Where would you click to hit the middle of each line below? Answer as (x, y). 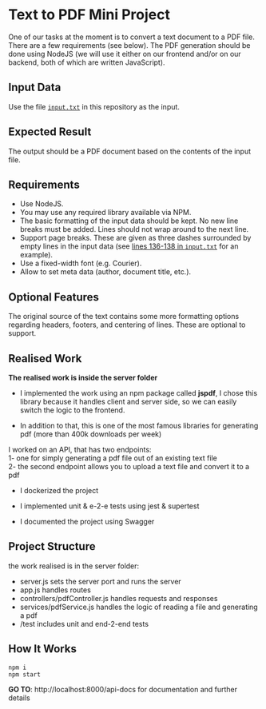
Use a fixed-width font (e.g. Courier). (81, 263)
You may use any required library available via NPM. (105, 213)
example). (36, 255)
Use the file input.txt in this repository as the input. (94, 106)
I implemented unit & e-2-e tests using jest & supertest (109, 506)
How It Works (43, 649)
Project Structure (52, 546)
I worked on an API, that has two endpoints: (80, 450)
